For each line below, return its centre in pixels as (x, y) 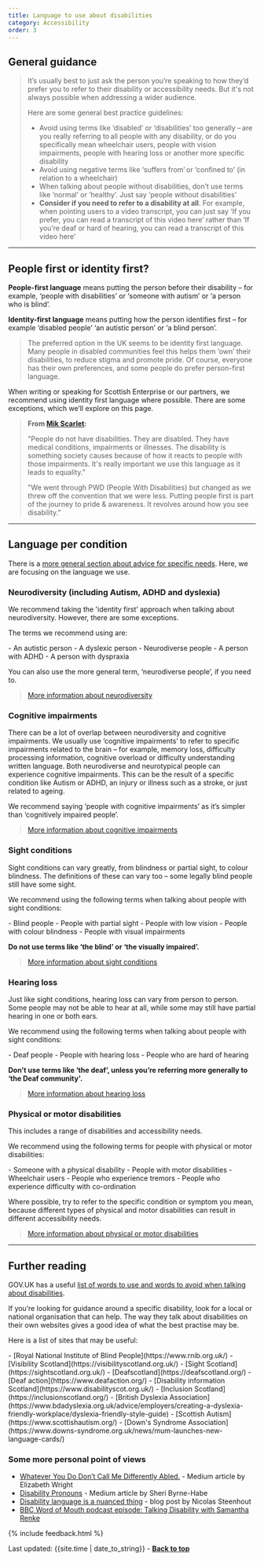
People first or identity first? (79, 268)
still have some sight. (42, 884)
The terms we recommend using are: (68, 633)
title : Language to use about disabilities (81, 15)
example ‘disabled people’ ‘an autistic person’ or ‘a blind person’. (113, 328)
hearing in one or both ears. (53, 1016)
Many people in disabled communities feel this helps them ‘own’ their (139, 351)
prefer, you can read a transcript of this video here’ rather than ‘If (144, 220)
